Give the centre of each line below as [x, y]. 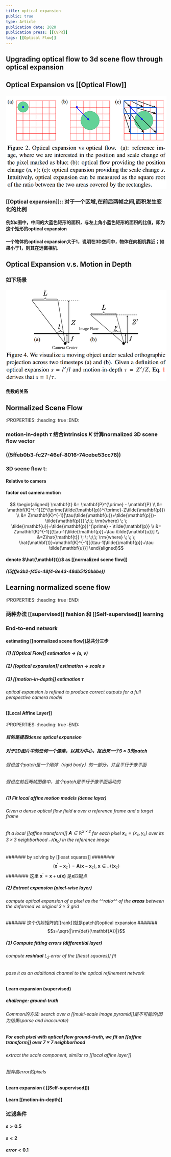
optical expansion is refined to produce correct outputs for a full [73, 692]
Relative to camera [26, 481]
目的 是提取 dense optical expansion [44, 737]
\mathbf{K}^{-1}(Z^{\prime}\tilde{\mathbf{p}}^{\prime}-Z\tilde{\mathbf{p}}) [86, 510]
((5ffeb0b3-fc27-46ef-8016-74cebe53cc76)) [64, 455]
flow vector [20, 441]
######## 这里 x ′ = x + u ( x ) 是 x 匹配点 [47, 875]
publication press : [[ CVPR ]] [37, 33]
